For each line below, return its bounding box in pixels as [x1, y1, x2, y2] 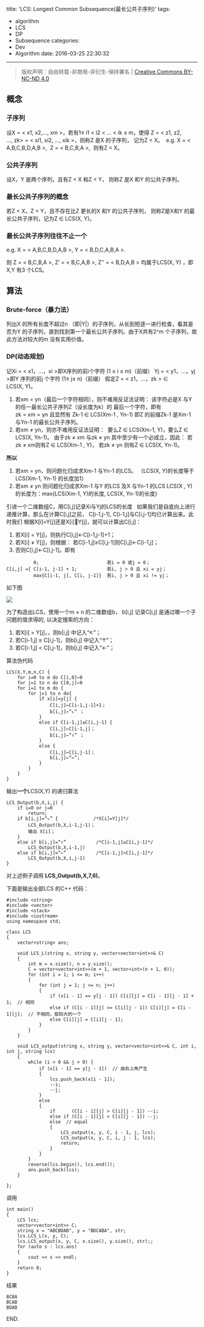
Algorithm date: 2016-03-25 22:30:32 [15, 50, 109, 57]
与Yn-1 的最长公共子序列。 [15, 418, 82, 425]
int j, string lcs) [6, 1048, 56, 1054]
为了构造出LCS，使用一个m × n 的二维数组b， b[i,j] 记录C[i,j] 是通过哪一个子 [6, 608, 196, 615]
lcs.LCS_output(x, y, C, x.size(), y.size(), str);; [17, 1238, 154, 1244]
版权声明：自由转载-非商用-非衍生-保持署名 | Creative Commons [21, 68, 183, 75]
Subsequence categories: [15, 37, 80, 44]
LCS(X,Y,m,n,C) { [6, 669, 50, 675]
